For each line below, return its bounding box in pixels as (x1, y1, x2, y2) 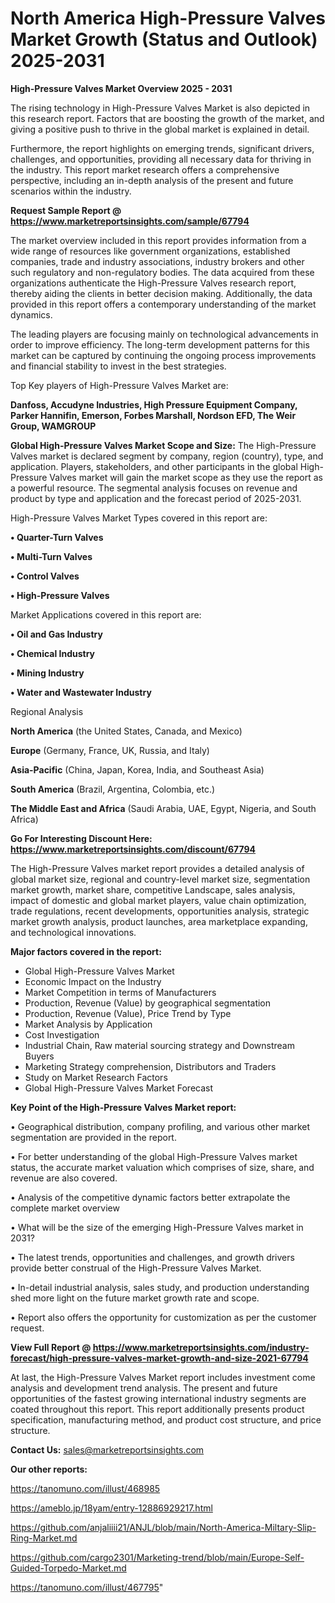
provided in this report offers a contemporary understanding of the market (10, 298, 317, 310)
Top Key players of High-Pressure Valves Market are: (10, 379, 229, 391)
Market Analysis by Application (24, 1018, 153, 1030)
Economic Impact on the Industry (24, 975, 162, 987)
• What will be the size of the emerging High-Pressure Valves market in (10, 1221, 304, 1233)
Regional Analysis (10, 705, 84, 717)
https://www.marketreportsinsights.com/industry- (92, 1341, 310, 1353)
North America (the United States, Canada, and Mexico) (10, 725, 243, 737)
